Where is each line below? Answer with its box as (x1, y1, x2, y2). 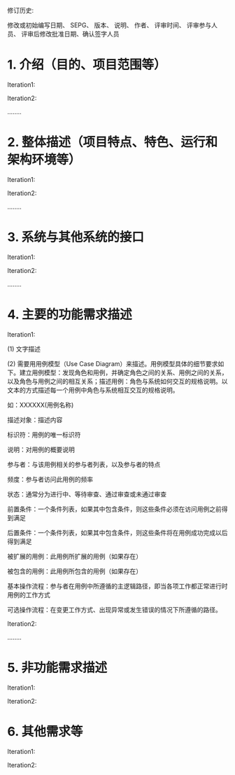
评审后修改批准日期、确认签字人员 (20, 30, 120, 38)
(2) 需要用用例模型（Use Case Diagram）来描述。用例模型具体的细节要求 (7, 359, 218, 368)
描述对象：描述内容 (7, 415, 63, 424)
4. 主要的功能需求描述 (7, 307, 133, 322)
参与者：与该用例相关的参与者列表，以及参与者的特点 (7, 460, 161, 468)
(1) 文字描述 (7, 344, 41, 353)
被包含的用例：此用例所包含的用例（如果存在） (7, 566, 142, 575)
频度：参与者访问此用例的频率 (7, 475, 93, 483)
